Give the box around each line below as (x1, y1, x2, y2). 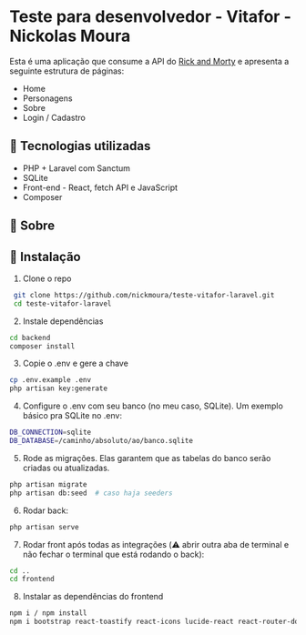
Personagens (22, 93, 73, 104)
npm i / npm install (9, 609, 88, 618)
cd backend (9, 333, 51, 342)
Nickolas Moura (9, 25, 131, 46)
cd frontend (9, 575, 55, 584)
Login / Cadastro (22, 112, 87, 123)
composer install (9, 341, 76, 351)
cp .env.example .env (9, 376, 92, 385)
